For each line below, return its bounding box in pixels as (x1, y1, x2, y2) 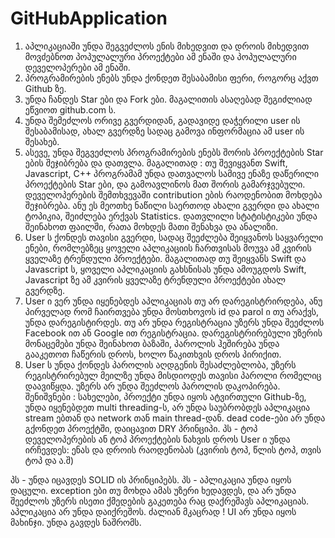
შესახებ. (24, 135, 60, 147)
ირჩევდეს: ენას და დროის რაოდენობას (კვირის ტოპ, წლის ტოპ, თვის (24, 443, 322, 456)
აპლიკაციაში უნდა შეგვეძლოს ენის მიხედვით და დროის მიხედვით (24, 40, 310, 52)
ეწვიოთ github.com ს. (24, 103, 117, 116)
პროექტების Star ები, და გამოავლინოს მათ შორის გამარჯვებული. (24, 178, 306, 190)
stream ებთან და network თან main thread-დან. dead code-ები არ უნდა (24, 412, 326, 424)
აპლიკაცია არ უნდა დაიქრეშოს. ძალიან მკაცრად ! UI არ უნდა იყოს (10, 505, 297, 517)
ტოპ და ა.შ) (24, 454, 75, 466)
